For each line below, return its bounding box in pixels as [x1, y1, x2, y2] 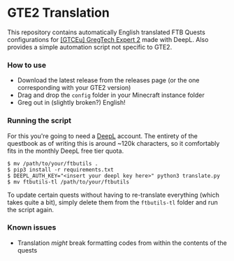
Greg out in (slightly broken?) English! [17, 98, 126, 107]
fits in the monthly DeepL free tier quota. [7, 147, 124, 155]
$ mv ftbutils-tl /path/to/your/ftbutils [7, 178, 130, 186]
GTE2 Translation [7, 5, 110, 21]
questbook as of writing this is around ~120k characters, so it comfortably [7, 139, 220, 147]
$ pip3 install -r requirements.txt [7, 166, 114, 173]
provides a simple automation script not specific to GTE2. [7, 43, 173, 51]
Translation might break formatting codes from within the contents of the [17, 239, 227, 247]
